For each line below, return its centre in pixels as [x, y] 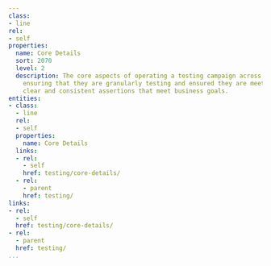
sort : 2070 [34, 61]
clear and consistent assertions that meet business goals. [126, 91]
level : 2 [30, 69]
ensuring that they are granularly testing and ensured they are [135, 83]
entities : [25, 98]
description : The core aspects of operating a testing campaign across [139, 76]
